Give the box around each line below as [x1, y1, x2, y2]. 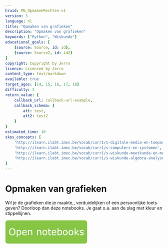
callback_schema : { [14, 103, 55, 108]
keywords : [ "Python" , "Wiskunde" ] [5, 34, 77, 39]
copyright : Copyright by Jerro [5, 60, 70, 66]
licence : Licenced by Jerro [5, 66, 64, 71]
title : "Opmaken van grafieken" [5, 24, 72, 29]
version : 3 [5, 13, 28, 18]
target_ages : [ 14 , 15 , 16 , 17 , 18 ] [5, 82, 79, 87]
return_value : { [5, 92, 39, 97]
